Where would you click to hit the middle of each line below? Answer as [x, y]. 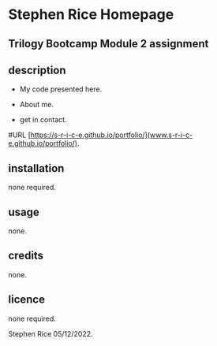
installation [36, 168]
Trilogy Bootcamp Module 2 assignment [108, 44]
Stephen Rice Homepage [91, 15]
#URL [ [20, 135]
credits [26, 256]
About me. [36, 105]
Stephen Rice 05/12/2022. [51, 333]
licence [27, 300]
